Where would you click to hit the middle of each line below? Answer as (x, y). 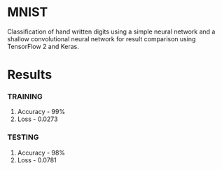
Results (30, 75)
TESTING (23, 137)
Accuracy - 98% (41, 153)
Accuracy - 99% (41, 112)
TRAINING (25, 97)
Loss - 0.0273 (37, 119)
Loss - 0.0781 (37, 160)
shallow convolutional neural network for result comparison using (102, 38)
